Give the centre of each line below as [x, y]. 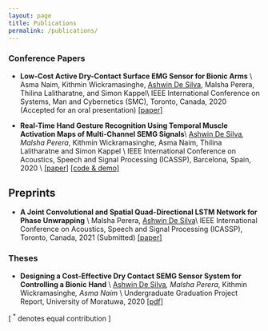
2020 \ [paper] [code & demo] [70, 168]
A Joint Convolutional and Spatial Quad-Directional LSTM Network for [138, 212]
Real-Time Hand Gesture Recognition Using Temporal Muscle [124, 126]
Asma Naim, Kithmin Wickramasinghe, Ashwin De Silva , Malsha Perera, [137, 84]
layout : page [30, 16]
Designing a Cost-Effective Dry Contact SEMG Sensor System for [130, 276]
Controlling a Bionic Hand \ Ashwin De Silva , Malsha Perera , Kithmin [134, 284]
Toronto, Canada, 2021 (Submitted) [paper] [91, 237]
